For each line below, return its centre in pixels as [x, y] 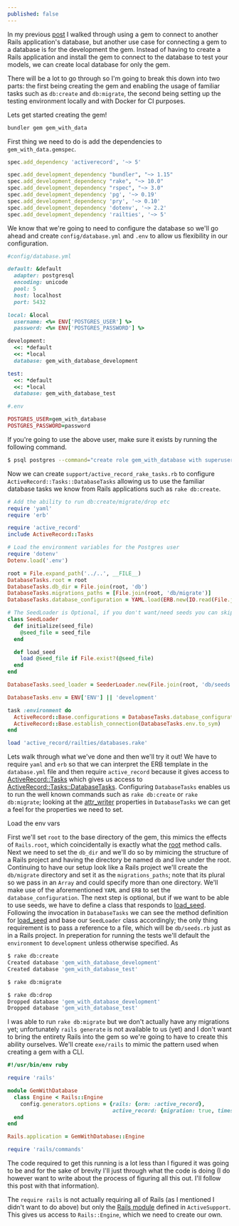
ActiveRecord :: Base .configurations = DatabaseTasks [92, 717]
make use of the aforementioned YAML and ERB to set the [89, 890]
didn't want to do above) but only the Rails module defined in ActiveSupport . [119, 1207]
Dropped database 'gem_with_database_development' [84, 1002]
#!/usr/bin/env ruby [38, 1065]
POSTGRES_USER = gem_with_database [57, 419]
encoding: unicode [41, 282]
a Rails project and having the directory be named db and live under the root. [119, 860]
